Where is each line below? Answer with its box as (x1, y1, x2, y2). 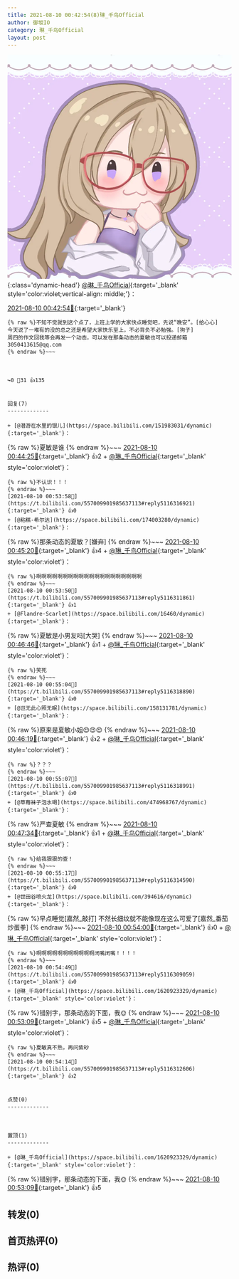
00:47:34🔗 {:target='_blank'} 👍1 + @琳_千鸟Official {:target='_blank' (7, 829, 205, 838)
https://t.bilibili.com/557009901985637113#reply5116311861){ (7, 594, 196, 601)
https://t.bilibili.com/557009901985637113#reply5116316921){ (7, 500, 196, 507)
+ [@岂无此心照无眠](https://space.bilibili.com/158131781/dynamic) (7, 705, 208, 712)
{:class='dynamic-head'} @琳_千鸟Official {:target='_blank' (7, 281, 179, 290)
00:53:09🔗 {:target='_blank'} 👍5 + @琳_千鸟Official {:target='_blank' (7, 1018, 206, 1026)
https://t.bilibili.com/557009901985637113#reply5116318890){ (7, 688, 196, 695)
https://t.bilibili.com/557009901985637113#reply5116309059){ (7, 972, 196, 979)
